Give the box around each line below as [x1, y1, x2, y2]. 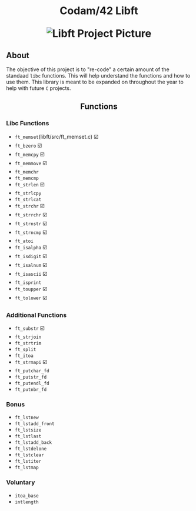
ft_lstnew [14, 415, 39, 421]
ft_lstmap [14, 465, 39, 471]
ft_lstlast [14, 433, 42, 439]
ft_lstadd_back [14, 440, 52, 446]
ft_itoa [14, 353, 34, 359]
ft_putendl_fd [14, 380, 49, 386]
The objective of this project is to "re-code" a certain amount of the [6, 66, 170, 73]
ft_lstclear [14, 452, 44, 458]
